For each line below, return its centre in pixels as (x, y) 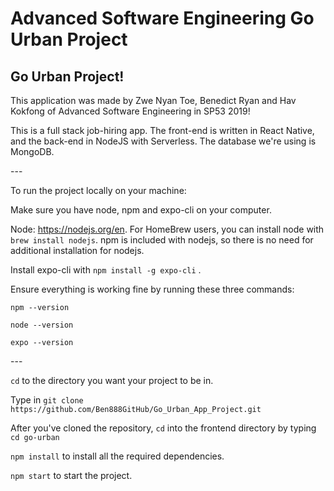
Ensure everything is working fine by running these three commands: (152, 289)
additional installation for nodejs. (77, 250)
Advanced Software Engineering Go (162, 18)
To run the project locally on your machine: (98, 190)
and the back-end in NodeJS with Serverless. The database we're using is (163, 141)
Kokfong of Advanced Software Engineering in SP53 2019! (130, 111)
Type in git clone (47, 400)
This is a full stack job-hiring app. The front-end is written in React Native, (162, 130)
